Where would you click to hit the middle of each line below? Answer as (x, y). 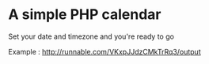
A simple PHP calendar (85, 15)
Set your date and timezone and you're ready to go (91, 36)
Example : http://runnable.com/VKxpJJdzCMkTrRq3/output (104, 51)
